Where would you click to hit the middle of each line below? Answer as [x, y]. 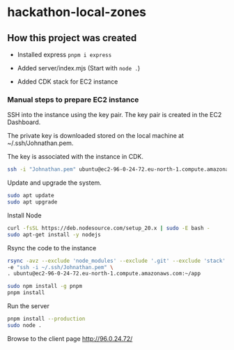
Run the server [29, 306]
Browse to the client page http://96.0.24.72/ [70, 338]
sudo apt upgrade [32, 202]
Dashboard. [24, 122]
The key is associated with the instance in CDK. [76, 157]
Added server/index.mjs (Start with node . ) [79, 68]
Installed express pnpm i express [64, 54]
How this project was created [72, 38]
